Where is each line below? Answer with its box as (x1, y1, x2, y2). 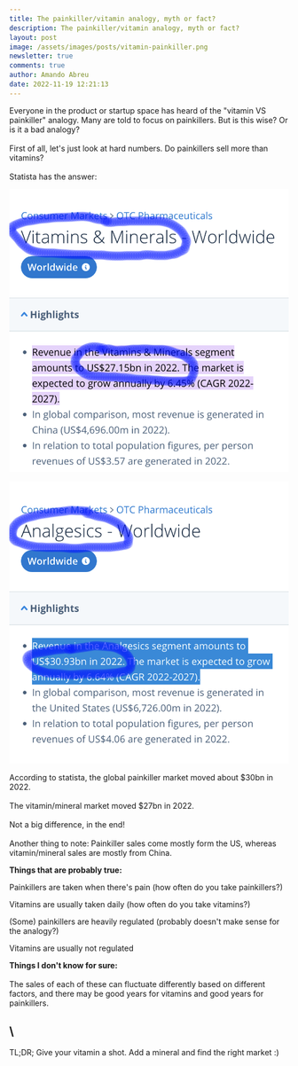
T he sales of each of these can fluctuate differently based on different (9, 979, 266, 990)
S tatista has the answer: (9, 171, 98, 182)
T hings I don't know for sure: (9, 960, 118, 971)
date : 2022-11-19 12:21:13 (9, 80, 109, 89)
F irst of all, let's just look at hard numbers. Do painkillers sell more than (9, 143, 269, 153)
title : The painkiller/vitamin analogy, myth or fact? (9, 14, 216, 23)
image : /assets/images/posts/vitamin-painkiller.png (9, 43, 208, 51)
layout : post (9, 33, 58, 42)
